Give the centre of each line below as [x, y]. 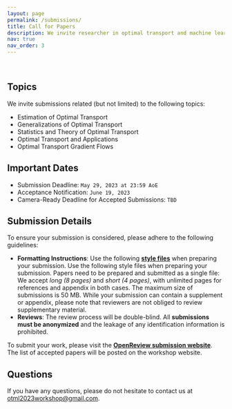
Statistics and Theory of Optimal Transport [78, 131]
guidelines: [23, 245]
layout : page [26, 13]
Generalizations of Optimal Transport [70, 124]
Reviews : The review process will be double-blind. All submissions [113, 317]
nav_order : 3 [26, 46]
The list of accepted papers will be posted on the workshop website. [105, 352]
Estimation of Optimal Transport [62, 117]
